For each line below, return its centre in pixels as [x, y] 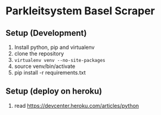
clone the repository [39, 54]
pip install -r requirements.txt [50, 72]
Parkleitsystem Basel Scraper [80, 11]
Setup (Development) [46, 33]
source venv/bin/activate [45, 66]
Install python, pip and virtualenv [54, 47]
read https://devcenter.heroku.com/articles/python [77, 105]
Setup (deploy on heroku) [54, 91]
